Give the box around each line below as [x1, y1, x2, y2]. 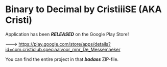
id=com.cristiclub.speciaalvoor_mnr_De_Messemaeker [5, 46, 121, 52]
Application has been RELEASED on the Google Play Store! [5, 31, 129, 37]
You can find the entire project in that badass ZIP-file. [5, 56, 119, 62]
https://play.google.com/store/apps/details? [18, 41, 111, 47]
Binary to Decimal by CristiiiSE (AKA [5, 4, 162, 15]
